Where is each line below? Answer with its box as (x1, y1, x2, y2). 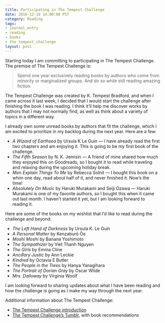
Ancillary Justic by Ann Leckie (12, 252, 74, 258)
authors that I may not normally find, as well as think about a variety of (5, 108, 148, 114)
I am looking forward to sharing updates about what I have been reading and (5, 282, 161, 288)
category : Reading (5, 16, 43, 21)
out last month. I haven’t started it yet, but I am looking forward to (12, 196, 145, 202)
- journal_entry (5, 26, 38, 31)
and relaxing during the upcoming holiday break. (12, 164, 111, 170)
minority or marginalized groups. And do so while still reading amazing (17, 78, 161, 84)
